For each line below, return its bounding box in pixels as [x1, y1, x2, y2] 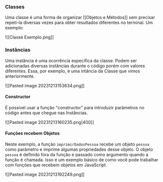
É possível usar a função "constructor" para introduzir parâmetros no [5, 104, 144, 110]
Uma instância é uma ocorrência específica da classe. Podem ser [5, 58, 137, 63]
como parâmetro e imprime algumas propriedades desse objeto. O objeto [5, 146, 153, 152]
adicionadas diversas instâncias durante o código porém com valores [5, 62, 145, 69]
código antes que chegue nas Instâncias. [5, 110, 88, 116]
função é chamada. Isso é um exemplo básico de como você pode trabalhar [5, 157, 159, 162]
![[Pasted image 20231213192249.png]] [5, 172, 85, 177]
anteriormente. [5, 73, 35, 79]
